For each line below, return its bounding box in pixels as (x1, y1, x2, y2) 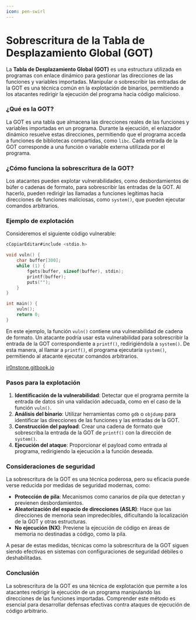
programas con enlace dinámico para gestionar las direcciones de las (6, 71, 173, 79)
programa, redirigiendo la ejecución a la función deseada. (14, 448, 153, 455)
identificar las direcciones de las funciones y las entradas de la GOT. (14, 417, 180, 424)
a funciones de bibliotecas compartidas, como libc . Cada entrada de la (6, 137, 178, 144)
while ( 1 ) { (16, 263, 45, 269)
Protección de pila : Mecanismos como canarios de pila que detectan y (14, 493, 185, 501)
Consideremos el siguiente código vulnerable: (6, 230, 117, 237)
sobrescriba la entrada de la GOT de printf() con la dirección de (14, 429, 171, 436)
